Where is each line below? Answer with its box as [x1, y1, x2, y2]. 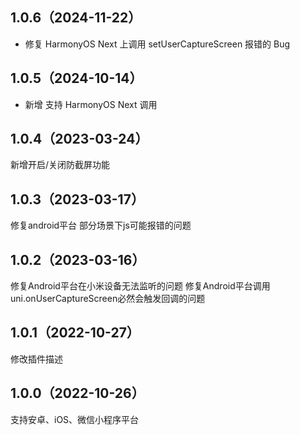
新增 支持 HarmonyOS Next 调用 [24, 98, 158, 110]
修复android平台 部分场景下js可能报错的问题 [10, 219, 192, 232]
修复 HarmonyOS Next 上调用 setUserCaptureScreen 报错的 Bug [24, 38, 291, 50]
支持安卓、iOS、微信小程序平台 [10, 413, 140, 425]
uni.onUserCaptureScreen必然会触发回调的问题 [10, 293, 206, 305]
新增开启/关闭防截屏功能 [10, 159, 111, 171]
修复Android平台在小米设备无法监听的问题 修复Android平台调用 [10, 280, 271, 292]
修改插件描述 [10, 353, 63, 365]
